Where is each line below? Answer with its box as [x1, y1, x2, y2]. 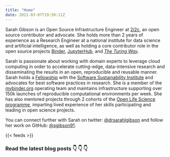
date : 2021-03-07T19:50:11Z [5, 12, 66, 17]
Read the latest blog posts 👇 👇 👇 [5, 145, 88, 152]
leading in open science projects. [5, 107, 75, 113]
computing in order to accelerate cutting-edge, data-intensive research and [5, 63, 165, 70]
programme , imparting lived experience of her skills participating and [5, 101, 151, 107]
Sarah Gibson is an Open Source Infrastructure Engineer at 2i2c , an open [5, 26, 160, 32]
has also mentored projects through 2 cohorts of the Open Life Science [5, 96, 156, 102]
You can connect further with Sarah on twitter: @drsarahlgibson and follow [5, 117, 163, 123]
